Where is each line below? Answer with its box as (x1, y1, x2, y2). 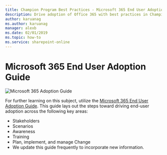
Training (12, 134, 30, 140)
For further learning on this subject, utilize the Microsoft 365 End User (5, 97, 149, 103)
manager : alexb (5, 26, 37, 31)
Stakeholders (12, 118, 40, 124)
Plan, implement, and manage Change (12, 139, 91, 145)
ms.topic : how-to (5, 35, 41, 40)
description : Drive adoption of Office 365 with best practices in (5, 12, 148, 17)
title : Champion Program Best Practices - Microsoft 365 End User (5, 7, 146, 12)
